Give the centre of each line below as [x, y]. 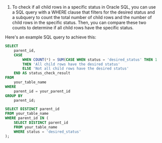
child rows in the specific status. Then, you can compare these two [79, 22]
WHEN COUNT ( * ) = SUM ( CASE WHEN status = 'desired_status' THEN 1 [90, 60]
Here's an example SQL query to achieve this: [51, 37]
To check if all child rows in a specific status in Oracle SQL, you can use [84, 7]
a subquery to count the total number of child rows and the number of [82, 17]
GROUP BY [14, 96]
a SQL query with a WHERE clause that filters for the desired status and [83, 12]
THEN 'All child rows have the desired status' [71, 64]
